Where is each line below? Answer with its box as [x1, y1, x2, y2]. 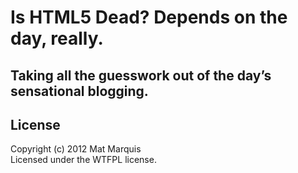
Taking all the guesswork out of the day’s [10, 67, 272, 84]
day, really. [10, 27, 104, 50]
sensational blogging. [10, 82, 149, 100]
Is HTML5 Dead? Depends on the [10, 6, 288, 29]
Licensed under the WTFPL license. [10, 154, 157, 166]
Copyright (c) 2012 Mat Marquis [10, 143, 142, 155]
